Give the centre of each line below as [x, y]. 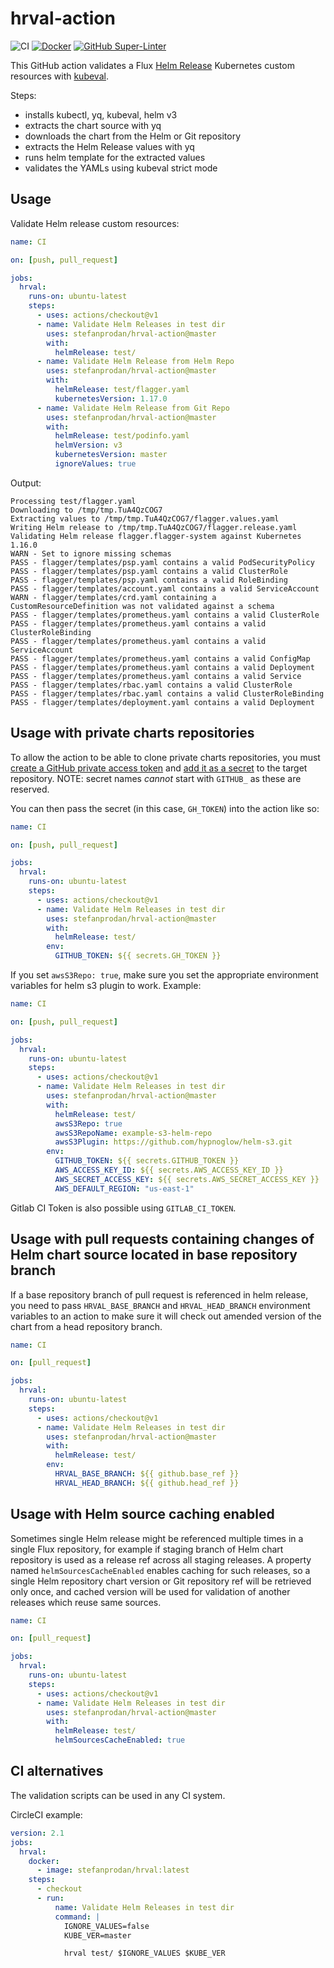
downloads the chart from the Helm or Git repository [133, 136]
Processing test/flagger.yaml [73, 501]
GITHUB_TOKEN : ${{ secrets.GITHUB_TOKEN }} [147, 1161]
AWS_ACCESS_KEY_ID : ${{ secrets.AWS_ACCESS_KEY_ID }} [169, 1170]
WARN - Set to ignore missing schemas [91, 553]
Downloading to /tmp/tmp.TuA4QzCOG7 [86, 510]
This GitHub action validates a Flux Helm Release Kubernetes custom [152, 65]
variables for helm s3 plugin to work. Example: [106, 986]
